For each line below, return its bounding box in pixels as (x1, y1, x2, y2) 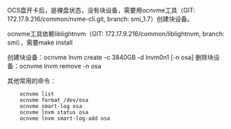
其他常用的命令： (7, 77, 56, 85)
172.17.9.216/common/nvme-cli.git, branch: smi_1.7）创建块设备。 (7, 15, 193, 23)
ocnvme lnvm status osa (19, 109, 89, 116)
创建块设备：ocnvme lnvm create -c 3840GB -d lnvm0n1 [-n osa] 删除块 (7, 53, 214, 61)
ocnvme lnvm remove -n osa (19, 62, 102, 70)
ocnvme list (19, 91, 54, 98)
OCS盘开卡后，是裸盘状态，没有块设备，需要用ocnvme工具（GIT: (7, 6, 196, 14)
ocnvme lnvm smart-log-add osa (19, 115, 111, 122)
